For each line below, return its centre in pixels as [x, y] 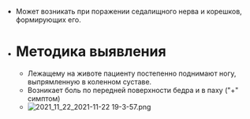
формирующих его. [48, 20]
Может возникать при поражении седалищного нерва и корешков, [129, 11]
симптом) [44, 99]
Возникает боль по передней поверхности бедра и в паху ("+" [133, 90]
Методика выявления [91, 52]
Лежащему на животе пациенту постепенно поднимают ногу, [132, 73]
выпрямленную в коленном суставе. [90, 81]
